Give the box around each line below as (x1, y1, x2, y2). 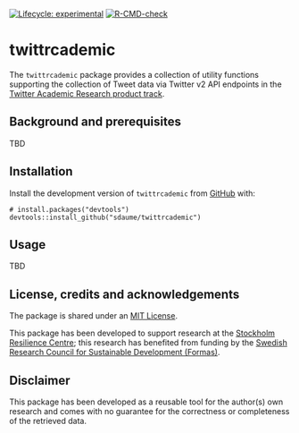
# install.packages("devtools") (9, 205, 129, 214)
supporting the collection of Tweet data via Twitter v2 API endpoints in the (9, 79, 283, 89)
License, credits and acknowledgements (9, 286, 240, 301)
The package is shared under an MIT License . (9, 310, 179, 321)
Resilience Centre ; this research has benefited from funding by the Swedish (9, 337, 287, 348)
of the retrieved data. (9, 416, 87, 426)
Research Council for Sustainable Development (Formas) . (9, 347, 220, 358)
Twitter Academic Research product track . (9, 88, 165, 98)
